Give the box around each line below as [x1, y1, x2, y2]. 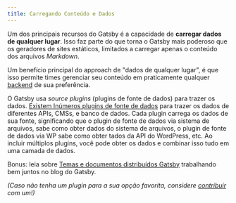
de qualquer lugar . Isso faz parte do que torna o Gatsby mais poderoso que [7, 37, 228, 46]
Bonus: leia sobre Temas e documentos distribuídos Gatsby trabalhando [7, 159, 217, 169]
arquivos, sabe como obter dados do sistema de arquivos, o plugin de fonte [7, 124, 227, 132]
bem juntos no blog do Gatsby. [7, 167, 97, 176]
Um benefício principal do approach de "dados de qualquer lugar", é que [7, 65, 219, 74]
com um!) [7, 188, 35, 197]
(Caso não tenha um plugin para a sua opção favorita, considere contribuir [7, 181, 227, 190]
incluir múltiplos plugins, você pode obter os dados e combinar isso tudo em [7, 138, 230, 148]
